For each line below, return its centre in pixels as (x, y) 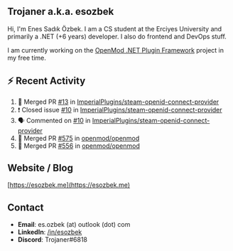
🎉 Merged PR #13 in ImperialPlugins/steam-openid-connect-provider (118, 102)
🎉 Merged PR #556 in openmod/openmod (78, 146)
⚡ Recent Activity (47, 81)
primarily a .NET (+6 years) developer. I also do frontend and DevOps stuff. (117, 36)
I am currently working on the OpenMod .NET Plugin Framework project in (116, 50)
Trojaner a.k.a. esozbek (61, 12)
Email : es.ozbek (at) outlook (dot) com (74, 225)
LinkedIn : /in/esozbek (50, 232)
